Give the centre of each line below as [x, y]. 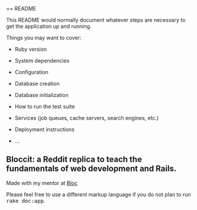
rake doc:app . [26, 201]
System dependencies [42, 61]
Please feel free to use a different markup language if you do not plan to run [98, 194]
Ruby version [31, 49]
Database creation [37, 83]
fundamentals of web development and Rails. [91, 169]
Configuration [31, 72]
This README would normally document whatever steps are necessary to [96, 20]
